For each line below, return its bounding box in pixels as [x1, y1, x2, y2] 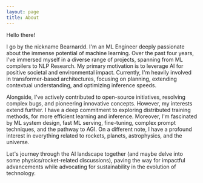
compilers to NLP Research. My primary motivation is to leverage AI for [6, 62, 184, 70]
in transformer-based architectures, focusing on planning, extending [6, 75, 178, 82]
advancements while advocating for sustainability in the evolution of [6, 163, 177, 170]
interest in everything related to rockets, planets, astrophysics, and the [6, 131, 182, 139]
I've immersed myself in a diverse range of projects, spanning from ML [6, 56, 183, 63]
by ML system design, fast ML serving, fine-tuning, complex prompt [6, 119, 176, 126]
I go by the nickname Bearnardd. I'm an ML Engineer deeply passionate [6, 43, 185, 50]
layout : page [6, 8, 39, 15]
